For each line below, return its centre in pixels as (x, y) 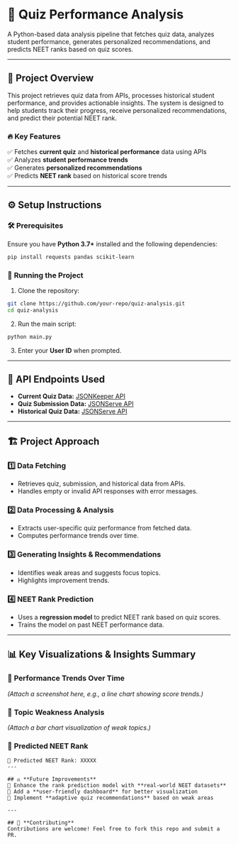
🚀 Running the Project (45, 275)
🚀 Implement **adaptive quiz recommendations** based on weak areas (110, 798)
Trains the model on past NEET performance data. (91, 625)
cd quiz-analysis (33, 310)
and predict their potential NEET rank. (62, 118)
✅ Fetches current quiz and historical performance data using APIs (107, 152)
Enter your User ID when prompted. (69, 350)
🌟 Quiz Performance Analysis (96, 15)
